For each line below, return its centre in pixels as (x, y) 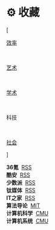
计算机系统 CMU (27, 221)
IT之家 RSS (21, 197)
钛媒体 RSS (21, 190)
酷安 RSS (18, 175)
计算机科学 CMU (27, 213)
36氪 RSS (19, 167)
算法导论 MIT (23, 205)
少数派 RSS (21, 182)
